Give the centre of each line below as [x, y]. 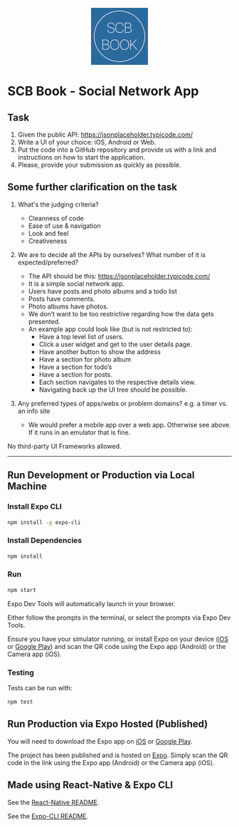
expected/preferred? [48, 262]
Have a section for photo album [85, 359]
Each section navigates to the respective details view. [117, 382]
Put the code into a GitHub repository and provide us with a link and [117, 150]
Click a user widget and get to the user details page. [115, 344]
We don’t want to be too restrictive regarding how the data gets [121, 313]
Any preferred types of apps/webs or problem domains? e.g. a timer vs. [122, 403]
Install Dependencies [45, 541]
